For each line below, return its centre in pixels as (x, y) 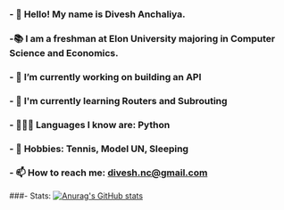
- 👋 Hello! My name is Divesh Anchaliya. (97, 14)
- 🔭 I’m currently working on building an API (105, 77)
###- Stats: (30, 196)
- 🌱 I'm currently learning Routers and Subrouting (118, 101)
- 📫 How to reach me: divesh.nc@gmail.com (109, 173)
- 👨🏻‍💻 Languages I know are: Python (90, 125)
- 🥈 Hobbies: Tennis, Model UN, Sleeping (99, 149)
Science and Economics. (64, 52)
